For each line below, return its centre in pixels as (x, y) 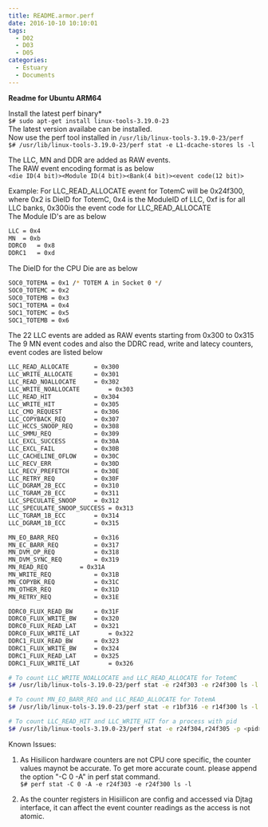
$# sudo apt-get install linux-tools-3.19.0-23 (89, 121)
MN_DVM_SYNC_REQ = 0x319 (64, 560)
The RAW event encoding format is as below (81, 168)
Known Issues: (32, 744)
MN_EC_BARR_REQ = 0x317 (64, 545)
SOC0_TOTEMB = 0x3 (39, 298)
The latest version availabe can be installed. (81, 129)
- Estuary (32, 68)
